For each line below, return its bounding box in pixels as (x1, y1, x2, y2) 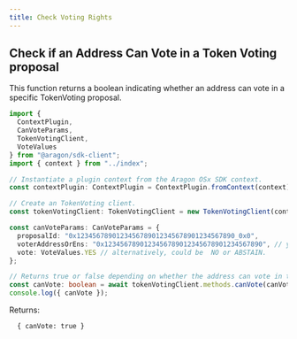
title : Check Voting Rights (9, 12, 113, 22)
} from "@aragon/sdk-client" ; (9, 150, 121, 159)
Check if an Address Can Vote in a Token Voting (9, 46, 278, 61)
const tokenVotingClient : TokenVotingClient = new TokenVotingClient (9, 207, 271, 217)
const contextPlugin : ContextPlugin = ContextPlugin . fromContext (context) (9, 183, 291, 192)
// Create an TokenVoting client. (9, 199, 137, 208)
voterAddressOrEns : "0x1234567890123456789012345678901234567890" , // (17, 240, 283, 249)
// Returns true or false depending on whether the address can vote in (9, 272, 283, 281)
